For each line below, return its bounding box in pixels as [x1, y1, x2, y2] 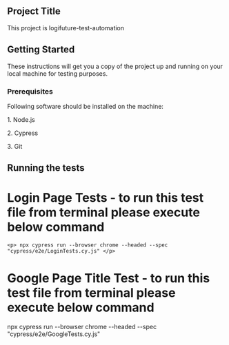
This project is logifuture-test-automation [7, 23, 125, 32]
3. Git [7, 142, 23, 150]
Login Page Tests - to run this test [7, 189, 204, 205]
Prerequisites [7, 86, 53, 96]
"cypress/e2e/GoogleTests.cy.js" [7, 330, 101, 338]
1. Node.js [7, 115, 36, 123]
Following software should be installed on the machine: [7, 102, 164, 110]
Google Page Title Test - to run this [7, 271, 210, 286]
